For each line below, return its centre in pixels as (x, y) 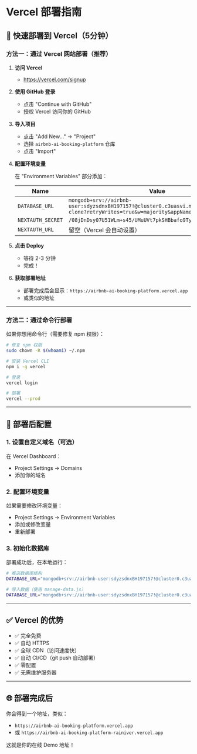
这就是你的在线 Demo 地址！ (40, 745)
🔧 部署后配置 (29, 424)
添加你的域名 (30, 475)
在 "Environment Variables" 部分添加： (61, 176)
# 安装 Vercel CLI (28, 361)
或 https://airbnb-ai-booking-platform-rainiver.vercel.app (89, 732)
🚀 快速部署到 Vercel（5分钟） (60, 36)
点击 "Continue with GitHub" (57, 104)
